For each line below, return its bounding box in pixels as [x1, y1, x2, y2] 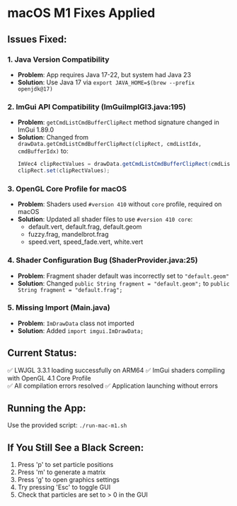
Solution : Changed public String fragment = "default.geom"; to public [17, 279, 230, 288]
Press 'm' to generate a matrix [17, 468, 106, 476]
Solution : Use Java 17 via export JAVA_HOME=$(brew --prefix [17, 78, 195, 86]
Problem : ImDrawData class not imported [17, 319, 134, 327]
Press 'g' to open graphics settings [17, 476, 120, 484]
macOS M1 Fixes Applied [7, 5, 156, 21]
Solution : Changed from [17, 133, 89, 142]
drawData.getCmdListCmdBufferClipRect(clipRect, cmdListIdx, [17, 140, 202, 148]
